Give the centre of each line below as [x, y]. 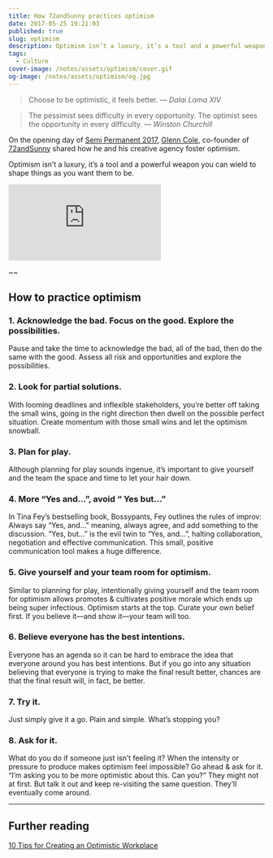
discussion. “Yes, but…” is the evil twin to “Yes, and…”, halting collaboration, [135, 534]
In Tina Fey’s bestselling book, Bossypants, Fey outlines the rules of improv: [135, 516]
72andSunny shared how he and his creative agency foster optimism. [124, 148]
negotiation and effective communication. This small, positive [111, 542]
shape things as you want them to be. [71, 172]
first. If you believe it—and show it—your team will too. [100, 616]
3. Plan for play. [40, 451]
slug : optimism [34, 39]
